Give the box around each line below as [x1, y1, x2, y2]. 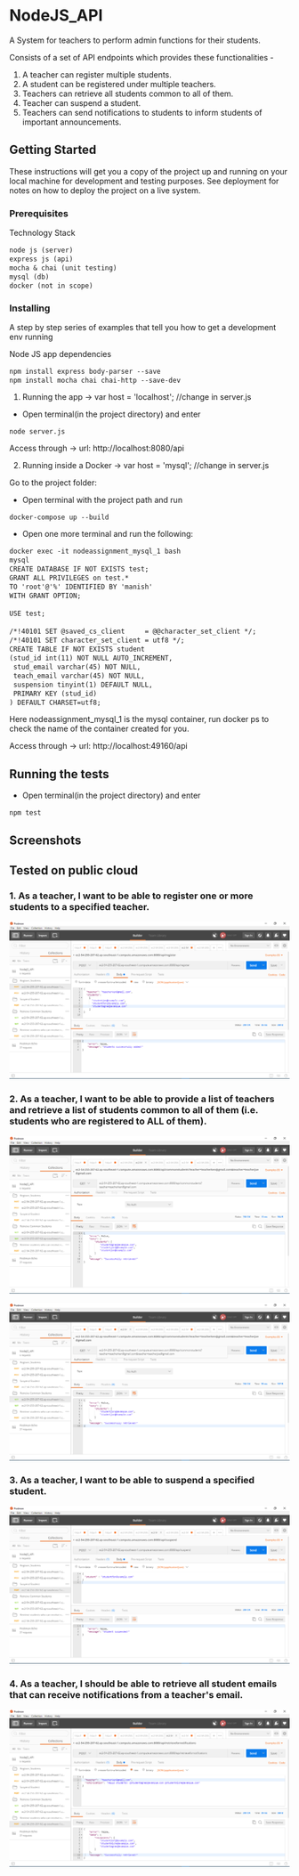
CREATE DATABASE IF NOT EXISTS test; [9, 564, 149, 574]
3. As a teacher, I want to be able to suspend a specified [9, 1474, 255, 1487]
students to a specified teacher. [9, 900, 149, 913]
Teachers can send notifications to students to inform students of [21, 107, 263, 118]
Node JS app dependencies [9, 349, 112, 360]
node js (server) [9, 246, 74, 255]
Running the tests [9, 767, 109, 782]
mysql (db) [9, 272, 50, 281]
